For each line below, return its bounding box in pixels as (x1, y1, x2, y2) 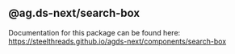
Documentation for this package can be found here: (8, 27, 181, 37)
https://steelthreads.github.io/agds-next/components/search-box (8, 36, 227, 46)
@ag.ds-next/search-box (8, 6, 140, 20)
